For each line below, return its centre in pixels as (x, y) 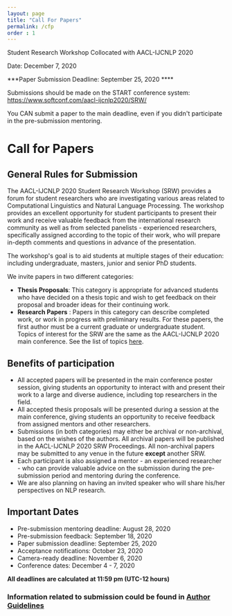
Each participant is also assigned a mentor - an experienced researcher (119, 461)
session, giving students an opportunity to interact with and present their (121, 388)
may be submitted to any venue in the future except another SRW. (111, 453)
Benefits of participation (61, 363)
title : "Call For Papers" (44, 20)
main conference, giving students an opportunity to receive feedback (116, 417)
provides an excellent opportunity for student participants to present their (112, 213)
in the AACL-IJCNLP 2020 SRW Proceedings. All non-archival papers (116, 446)
